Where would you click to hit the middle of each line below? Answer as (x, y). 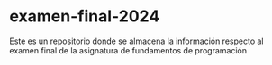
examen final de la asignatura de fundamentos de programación (128, 50)
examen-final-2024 (85, 16)
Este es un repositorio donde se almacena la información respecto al (136, 41)
